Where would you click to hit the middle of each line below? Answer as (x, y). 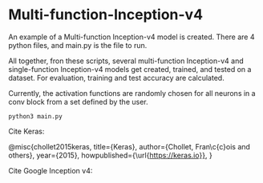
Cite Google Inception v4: (51, 170)
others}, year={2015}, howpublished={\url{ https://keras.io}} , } (110, 155)
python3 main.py (35, 116)
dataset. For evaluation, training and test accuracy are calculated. (116, 78)
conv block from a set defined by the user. (78, 101)
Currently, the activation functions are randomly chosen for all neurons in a (132, 93)
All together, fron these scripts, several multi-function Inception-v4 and (126, 61)
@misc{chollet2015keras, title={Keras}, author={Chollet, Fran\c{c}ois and (129, 146)
